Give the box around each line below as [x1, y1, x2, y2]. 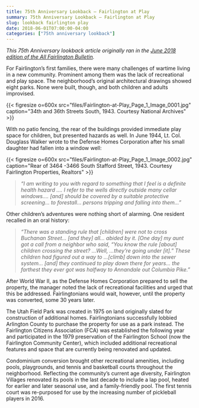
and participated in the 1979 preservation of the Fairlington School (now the [6, 333, 191, 340]
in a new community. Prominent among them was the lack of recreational [6, 71, 184, 78]
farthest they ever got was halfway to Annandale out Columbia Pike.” [20, 266, 191, 273]
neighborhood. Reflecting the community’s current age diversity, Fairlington [6, 370, 191, 377]
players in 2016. [6, 395, 44, 402]
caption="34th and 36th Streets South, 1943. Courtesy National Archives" [6, 108, 187, 115]
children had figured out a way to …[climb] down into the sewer [20, 253, 176, 261]
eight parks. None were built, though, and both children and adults [6, 84, 168, 91]
